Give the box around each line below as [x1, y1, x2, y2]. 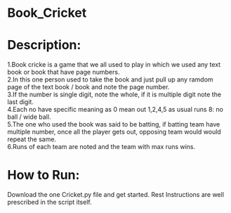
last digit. [7, 98, 34, 106]
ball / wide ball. [7, 112, 51, 121]
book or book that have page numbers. [7, 68, 120, 77]
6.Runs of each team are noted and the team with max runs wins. [7, 143, 196, 151]
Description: [7, 37, 81, 53]
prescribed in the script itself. [7, 198, 93, 207]
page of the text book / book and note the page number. [7, 83, 170, 91]
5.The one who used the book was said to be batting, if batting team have [7, 120, 220, 129]
